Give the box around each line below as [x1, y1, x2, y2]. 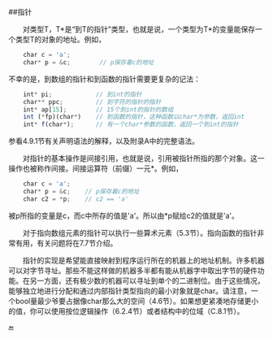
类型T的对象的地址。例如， [15, 35, 106, 44]
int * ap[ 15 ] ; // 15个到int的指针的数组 [23, 105, 174, 114]
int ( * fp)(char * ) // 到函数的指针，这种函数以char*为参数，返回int [23, 113, 245, 121]
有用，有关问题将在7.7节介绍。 [15, 238, 118, 248]
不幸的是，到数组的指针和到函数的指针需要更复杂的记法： [8, 74, 201, 84]
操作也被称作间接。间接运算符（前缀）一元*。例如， [8, 163, 184, 173]
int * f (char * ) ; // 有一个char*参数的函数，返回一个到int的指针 [23, 120, 239, 128]
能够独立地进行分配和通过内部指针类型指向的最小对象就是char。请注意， [8, 285, 252, 295]
